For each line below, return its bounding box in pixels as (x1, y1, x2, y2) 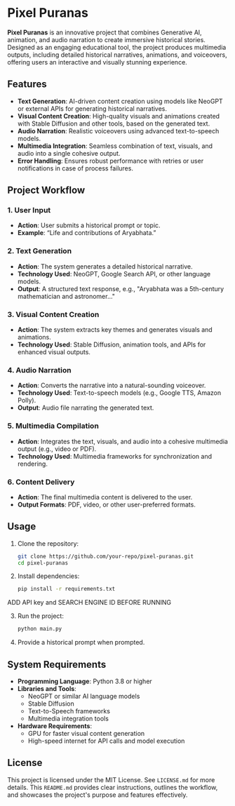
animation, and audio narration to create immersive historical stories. (7, 35, 206, 43)
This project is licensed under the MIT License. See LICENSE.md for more (7, 775, 215, 784)
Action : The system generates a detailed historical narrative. (17, 262, 193, 271)
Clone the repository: (17, 539, 79, 548)
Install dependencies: (17, 572, 80, 580)
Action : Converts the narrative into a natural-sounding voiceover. (17, 381, 206, 390)
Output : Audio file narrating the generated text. (17, 403, 154, 412)
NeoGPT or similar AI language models (27, 692, 140, 701)
